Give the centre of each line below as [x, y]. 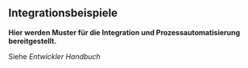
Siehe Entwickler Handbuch [54, 56]
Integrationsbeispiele [63, 13]
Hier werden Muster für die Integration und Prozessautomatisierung [124, 32]
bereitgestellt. [33, 41]
